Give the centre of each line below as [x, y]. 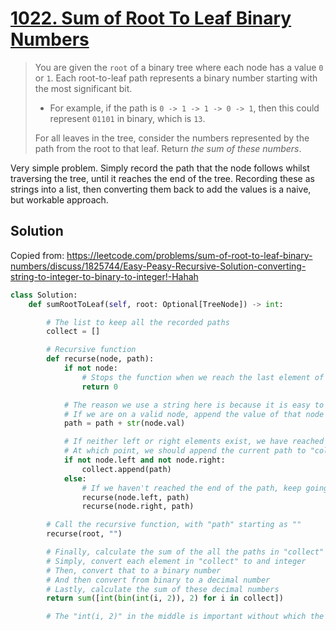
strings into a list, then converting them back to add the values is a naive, [161, 189]
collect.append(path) [126, 469]
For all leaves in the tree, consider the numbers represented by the [172, 138]
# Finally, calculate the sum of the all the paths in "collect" [185, 552]
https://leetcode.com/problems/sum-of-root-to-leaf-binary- [189, 255]
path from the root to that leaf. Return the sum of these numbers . [168, 148]
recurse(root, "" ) [84, 534]
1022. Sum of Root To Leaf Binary [151, 18]
